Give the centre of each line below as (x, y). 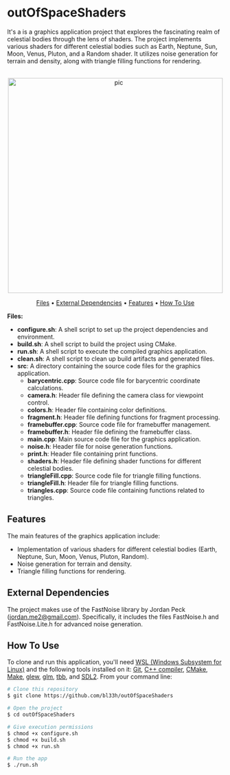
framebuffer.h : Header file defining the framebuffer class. (110, 432)
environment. (36, 337)
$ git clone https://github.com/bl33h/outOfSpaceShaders (90, 696)
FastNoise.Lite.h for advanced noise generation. (75, 624)
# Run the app (27, 758)
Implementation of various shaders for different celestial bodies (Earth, (117, 549)
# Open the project (35, 708)
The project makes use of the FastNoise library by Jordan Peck (96, 609)
